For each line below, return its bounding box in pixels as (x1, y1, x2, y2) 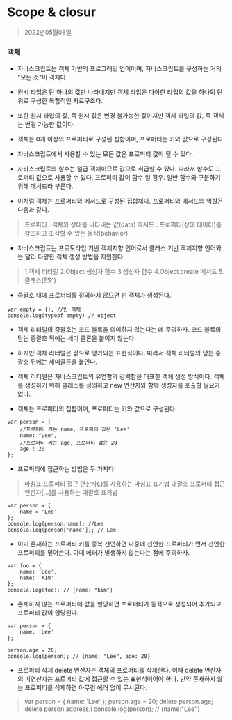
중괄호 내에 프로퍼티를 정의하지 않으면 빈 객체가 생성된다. (17, 291, 172, 300)
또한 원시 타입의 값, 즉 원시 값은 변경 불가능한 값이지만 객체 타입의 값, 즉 (17, 112, 212, 120)
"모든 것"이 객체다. (17, 73, 68, 82)
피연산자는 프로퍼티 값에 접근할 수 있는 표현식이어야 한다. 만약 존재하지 (24, 675, 216, 683)
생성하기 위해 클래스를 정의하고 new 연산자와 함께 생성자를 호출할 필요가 (24, 381, 221, 390)
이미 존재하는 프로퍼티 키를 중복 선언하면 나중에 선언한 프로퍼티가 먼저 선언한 (17, 539, 226, 548)
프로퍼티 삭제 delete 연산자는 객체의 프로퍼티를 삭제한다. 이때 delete (17, 666, 204, 675)
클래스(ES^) (24, 276, 57, 284)
